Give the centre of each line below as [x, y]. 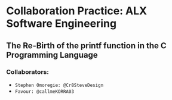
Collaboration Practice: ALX [77, 11]
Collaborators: [27, 71]
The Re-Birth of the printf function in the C [87, 46]
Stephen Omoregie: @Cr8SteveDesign [59, 85]
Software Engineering [62, 24]
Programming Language [52, 55]
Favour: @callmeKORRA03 [44, 91]
